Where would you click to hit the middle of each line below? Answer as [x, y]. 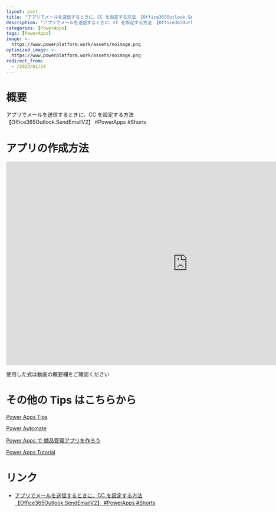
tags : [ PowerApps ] [29, 34]
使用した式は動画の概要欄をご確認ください [58, 374]
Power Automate [27, 428]
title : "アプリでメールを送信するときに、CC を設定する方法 [71, 17]
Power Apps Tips [27, 417]
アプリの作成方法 [48, 148]
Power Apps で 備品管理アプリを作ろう [53, 441]
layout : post [22, 11]
